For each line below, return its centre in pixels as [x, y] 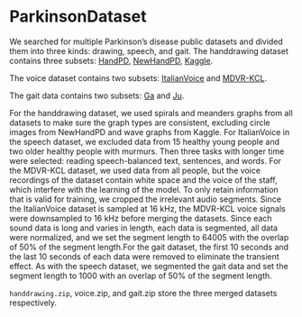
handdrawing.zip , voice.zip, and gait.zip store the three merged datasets [143, 293]
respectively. [33, 303]
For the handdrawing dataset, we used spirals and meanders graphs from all [151, 113]
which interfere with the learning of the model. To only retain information [144, 189]
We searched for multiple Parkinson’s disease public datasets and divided [146, 41]
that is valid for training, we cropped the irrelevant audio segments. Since [146, 199]
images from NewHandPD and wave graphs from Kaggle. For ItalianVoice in [150, 131]
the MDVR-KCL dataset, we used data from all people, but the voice [135, 170]
